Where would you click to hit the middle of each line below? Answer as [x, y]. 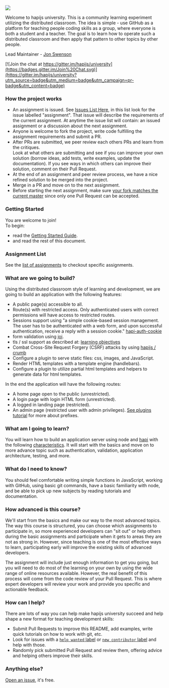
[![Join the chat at [24, 64]
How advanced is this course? [43, 509]
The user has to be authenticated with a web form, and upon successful [87, 326]
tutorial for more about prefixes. [46, 416]
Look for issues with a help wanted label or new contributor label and [84, 640]
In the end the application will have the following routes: [63, 384]
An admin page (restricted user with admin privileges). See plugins [82, 410]
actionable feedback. [27, 590]
